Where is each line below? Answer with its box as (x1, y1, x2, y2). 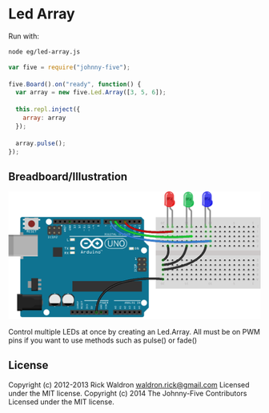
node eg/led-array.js (8, 47, 81, 56)
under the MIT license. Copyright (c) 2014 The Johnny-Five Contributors (8, 388, 247, 398)
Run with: (8, 31, 40, 41)
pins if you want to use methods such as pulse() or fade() (8, 335, 198, 345)
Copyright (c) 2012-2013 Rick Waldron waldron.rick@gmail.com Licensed (8, 379, 250, 389)
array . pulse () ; (15, 139, 66, 147)
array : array (22, 114, 66, 122)
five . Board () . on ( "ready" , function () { (8, 80, 142, 88)
